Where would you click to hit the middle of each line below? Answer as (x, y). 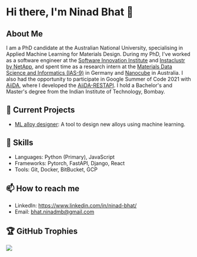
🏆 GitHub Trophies (42, 231)
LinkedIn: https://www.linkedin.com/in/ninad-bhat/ (76, 206)
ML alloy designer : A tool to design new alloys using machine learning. (100, 124)
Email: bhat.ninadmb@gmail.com (54, 212)
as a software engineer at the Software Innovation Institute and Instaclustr (96, 60)
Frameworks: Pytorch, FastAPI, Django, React (70, 163)
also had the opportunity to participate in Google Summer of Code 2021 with (98, 79)
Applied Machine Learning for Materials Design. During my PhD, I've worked (98, 54)
